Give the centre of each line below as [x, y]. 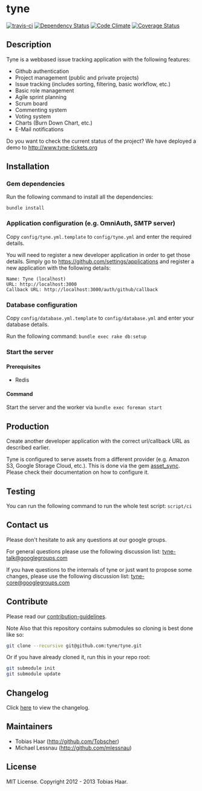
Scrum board [31, 103]
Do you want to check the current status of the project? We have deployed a [101, 141]
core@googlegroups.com [38, 583]
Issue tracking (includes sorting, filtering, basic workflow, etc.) [93, 84]
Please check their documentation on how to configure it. [78, 472]
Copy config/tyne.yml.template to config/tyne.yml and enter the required [99, 236]
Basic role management [44, 91]
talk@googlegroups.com [37, 558]
